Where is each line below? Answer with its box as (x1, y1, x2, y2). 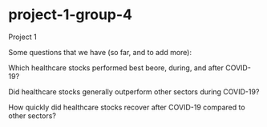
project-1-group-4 (8, 6, 133, 24)
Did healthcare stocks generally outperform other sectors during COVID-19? (8, 86, 260, 97)
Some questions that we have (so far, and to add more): (8, 47, 192, 57)
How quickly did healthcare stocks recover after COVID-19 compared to (8, 102, 246, 112)
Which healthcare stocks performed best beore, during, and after (8, 62, 225, 73)
